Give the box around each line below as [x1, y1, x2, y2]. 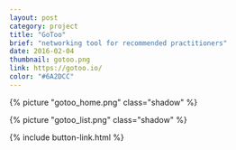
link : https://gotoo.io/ [9, 64, 103, 73]
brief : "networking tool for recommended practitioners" [9, 38, 228, 48]
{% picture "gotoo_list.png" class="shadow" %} [9, 114, 187, 125]
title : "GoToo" [9, 30, 67, 39]
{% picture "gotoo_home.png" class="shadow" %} [9, 97, 198, 108]
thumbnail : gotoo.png [9, 55, 91, 64]
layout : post [9, 13, 59, 23]
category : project [9, 22, 78, 31]
